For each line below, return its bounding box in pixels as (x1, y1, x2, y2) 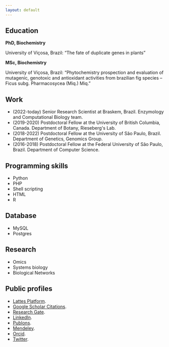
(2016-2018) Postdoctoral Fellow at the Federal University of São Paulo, (12, 141, 163, 147)
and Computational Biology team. (12, 114, 83, 120)
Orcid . (12, 330, 26, 337)
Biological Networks (12, 269, 55, 276)
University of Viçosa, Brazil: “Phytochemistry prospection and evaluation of (5, 69, 164, 76)
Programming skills (5, 161, 68, 170)
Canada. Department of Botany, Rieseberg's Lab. (12, 125, 116, 131)
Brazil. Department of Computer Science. (12, 146, 100, 153)
